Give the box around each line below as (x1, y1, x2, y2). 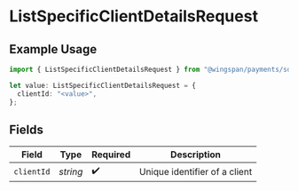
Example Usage (9, 42, 98, 57)
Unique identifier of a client (138, 165, 253, 178)
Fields (9, 122, 44, 137)
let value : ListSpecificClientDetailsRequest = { (9, 81, 197, 90)
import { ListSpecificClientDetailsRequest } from (9, 65, 200, 74)
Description (169, 148, 222, 161)
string (59, 165, 83, 178)
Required (91, 148, 131, 161)
